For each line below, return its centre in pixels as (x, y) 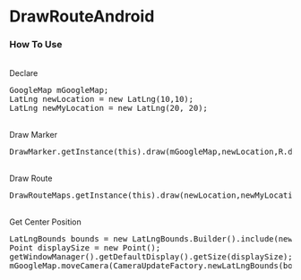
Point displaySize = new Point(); (85, 248)
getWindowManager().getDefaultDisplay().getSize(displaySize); (151, 257)
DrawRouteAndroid (82, 17)
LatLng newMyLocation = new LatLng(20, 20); (109, 108)
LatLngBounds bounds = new (69, 239)
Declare (24, 73)
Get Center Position (46, 222)
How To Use (36, 45)
